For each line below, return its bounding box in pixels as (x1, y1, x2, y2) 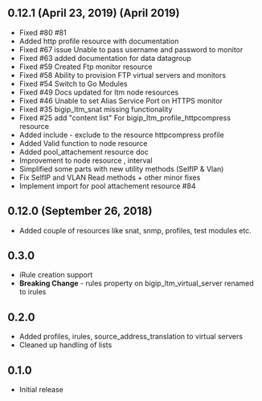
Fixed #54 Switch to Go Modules (18, 79, 128, 88)
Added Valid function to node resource (18, 138, 148, 148)
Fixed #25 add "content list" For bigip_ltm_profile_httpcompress (18, 112, 231, 123)
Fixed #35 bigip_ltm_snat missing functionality (18, 104, 173, 114)
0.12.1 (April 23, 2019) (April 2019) (7, 6, 180, 20)
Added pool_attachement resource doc (18, 147, 149, 156)
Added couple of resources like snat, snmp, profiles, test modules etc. (18, 225, 252, 235)
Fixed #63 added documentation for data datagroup (18, 53, 192, 63)
